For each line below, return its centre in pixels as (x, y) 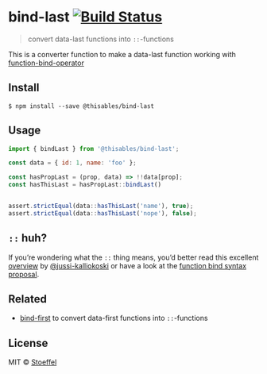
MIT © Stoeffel (33, 362)
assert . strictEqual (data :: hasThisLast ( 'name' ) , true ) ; (101, 206)
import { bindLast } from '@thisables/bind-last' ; (94, 148)
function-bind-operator (46, 63)
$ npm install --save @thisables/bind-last (81, 106)
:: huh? (28, 238)
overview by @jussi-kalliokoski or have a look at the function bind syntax (128, 265)
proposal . (24, 274)
